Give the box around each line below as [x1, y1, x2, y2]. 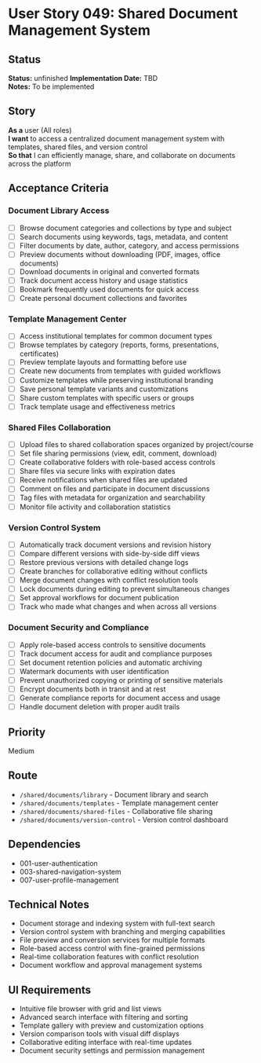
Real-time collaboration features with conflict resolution [19, 952, 200, 962]
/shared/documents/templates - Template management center [19, 798, 219, 808]
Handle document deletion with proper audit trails [19, 702, 180, 712]
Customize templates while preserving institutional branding [19, 375, 214, 385]
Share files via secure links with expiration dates [19, 467, 176, 476]
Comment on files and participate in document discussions [19, 484, 210, 493]
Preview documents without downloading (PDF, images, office [19, 249, 221, 259]
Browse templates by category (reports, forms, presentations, [19, 340, 219, 350]
